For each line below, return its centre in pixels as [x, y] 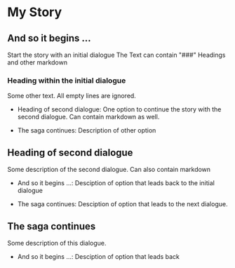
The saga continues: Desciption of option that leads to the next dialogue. [122, 204]
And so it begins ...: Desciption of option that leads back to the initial [116, 183]
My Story [35, 12]
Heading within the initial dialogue [67, 80]
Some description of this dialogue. [57, 243]
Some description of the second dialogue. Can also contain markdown [109, 170]
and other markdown [38, 62]
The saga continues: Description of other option [87, 130]
